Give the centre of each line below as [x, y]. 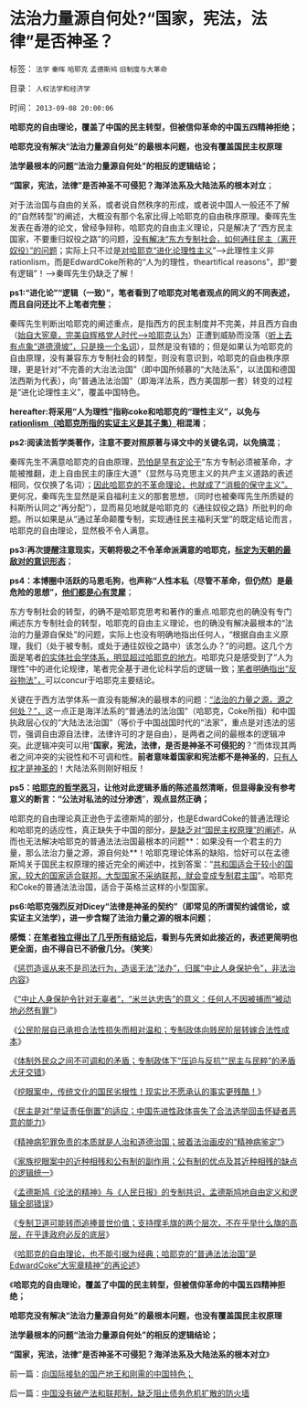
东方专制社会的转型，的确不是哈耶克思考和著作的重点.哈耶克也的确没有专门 [151, 611]
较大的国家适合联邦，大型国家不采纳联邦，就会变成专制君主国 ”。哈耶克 [159, 875]
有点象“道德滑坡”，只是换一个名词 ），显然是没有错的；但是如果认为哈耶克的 [151, 346]
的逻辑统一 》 [33, 1172]
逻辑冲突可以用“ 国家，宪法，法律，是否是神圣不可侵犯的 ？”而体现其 [161, 745]
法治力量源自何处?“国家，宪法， [130, 19]
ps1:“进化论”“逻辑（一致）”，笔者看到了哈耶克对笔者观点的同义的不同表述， [152, 293]
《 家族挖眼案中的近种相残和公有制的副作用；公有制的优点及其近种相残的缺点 [153, 1161]
